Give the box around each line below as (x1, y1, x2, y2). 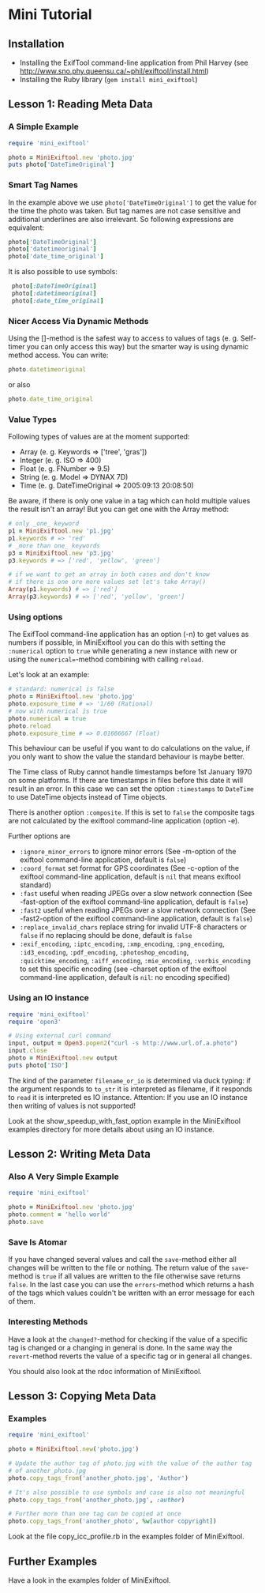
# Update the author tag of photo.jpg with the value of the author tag (8, 1459, 252, 1467)
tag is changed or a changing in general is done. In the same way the (8, 1343, 233, 1352)
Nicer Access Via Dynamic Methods (8, 315, 149, 326)
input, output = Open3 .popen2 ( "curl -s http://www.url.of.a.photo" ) (8, 1039, 238, 1048)
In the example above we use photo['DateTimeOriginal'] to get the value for (8, 198, 257, 207)
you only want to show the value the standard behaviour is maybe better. (8, 752, 245, 762)
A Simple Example (8, 121, 79, 132)
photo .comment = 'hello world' (8, 1211, 111, 1218)
